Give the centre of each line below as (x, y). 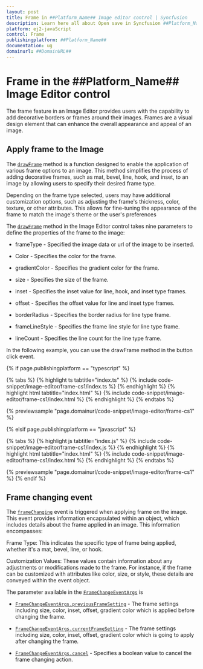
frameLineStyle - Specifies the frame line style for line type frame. (97, 326)
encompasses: (25, 531)
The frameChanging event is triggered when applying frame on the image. (97, 512)
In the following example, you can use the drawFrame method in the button (100, 350)
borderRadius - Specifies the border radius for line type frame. (93, 315)
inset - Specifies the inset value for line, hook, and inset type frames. (101, 291)
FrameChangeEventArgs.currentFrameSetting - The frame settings (95, 628)
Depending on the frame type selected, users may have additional (88, 195)
